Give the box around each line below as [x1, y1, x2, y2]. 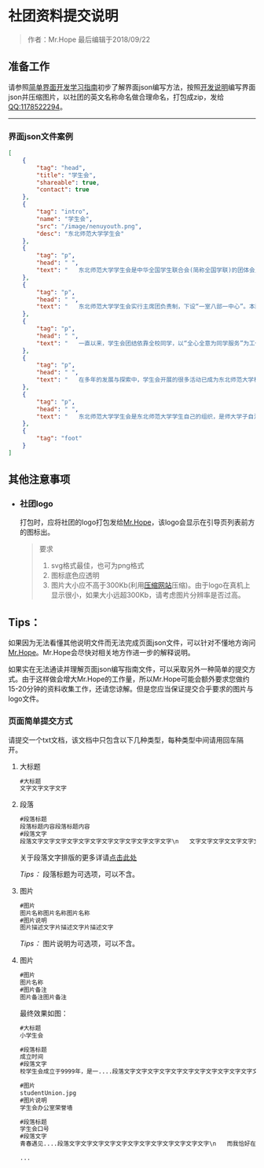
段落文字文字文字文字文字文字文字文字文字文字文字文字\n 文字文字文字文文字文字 [19, 837, 254, 846]
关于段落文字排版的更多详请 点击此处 [19, 853, 137, 862]
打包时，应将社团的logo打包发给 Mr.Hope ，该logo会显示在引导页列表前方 [19, 518, 255, 527]
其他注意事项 [8, 473, 71, 486]
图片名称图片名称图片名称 [19, 909, 90, 917]
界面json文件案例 [8, 131, 73, 142]
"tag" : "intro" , [36, 208, 90, 216]
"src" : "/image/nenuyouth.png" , [36, 222, 143, 230]
